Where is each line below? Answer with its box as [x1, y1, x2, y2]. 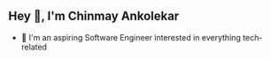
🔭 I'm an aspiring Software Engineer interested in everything [20, 32, 241, 42]
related [20, 41, 48, 52]
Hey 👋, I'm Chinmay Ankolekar [8, 9, 180, 24]
